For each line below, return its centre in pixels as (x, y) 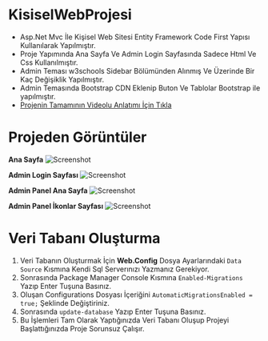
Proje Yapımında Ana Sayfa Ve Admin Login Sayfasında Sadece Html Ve (138, 54)
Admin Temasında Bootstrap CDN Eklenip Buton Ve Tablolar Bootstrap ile (140, 88)
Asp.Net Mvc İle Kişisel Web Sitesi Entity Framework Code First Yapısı (135, 37)
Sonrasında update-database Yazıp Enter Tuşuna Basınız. (113, 311)
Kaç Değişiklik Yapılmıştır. (62, 79)
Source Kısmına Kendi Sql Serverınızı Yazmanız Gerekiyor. (114, 269)
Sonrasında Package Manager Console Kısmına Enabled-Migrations (131, 277)
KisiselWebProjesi (70, 15)
